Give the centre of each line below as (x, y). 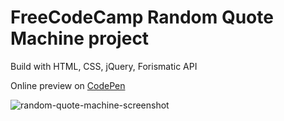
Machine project (80, 38)
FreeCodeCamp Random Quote (142, 17)
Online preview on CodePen (68, 85)
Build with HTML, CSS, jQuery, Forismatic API (104, 66)
